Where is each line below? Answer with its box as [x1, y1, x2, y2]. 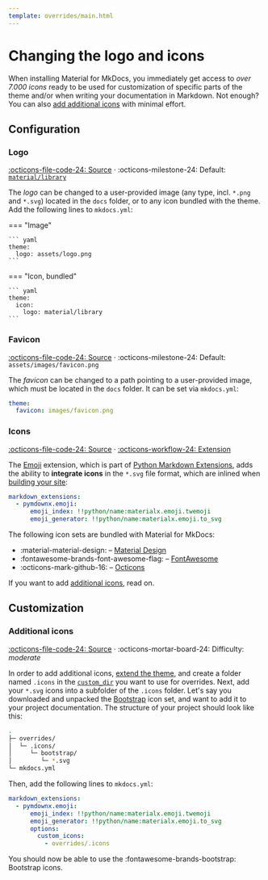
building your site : [8, 477, 69, 487]
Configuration [8, 122, 81, 136]
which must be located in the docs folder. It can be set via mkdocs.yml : [8, 383, 240, 393]
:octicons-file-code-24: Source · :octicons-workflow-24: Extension [8, 444, 232, 454]
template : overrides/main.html [8, 11, 114, 20]
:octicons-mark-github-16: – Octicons [19, 563, 145, 572]
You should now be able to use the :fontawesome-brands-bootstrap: [8, 854, 237, 864]
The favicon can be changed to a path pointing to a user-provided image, [8, 375, 253, 384]
